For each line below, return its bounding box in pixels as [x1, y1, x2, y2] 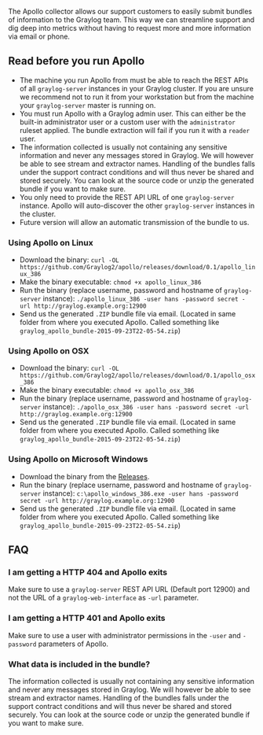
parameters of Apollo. [38, 639, 108, 648]
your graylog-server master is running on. [19, 100, 156, 109]
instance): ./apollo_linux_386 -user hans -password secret [42, 294, 239, 304]
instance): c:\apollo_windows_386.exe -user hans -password [42, 488, 239, 498]
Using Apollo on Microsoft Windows [8, 454, 148, 465]
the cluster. [19, 209, 57, 219]
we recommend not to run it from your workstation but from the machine [19, 92, 254, 102]
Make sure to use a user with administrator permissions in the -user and [8, 630, 241, 640]
